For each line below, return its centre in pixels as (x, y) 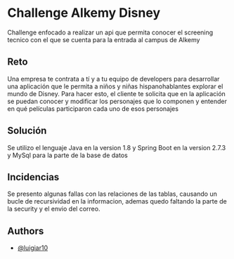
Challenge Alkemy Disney (84, 13)
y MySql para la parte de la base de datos (67, 155)
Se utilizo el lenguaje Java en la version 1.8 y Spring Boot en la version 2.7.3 (117, 147)
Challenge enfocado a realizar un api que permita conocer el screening (110, 32)
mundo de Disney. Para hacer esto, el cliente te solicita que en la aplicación (117, 93)
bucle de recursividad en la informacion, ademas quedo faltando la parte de (117, 201)
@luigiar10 (33, 248)
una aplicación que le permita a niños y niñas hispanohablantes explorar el (115, 86)
